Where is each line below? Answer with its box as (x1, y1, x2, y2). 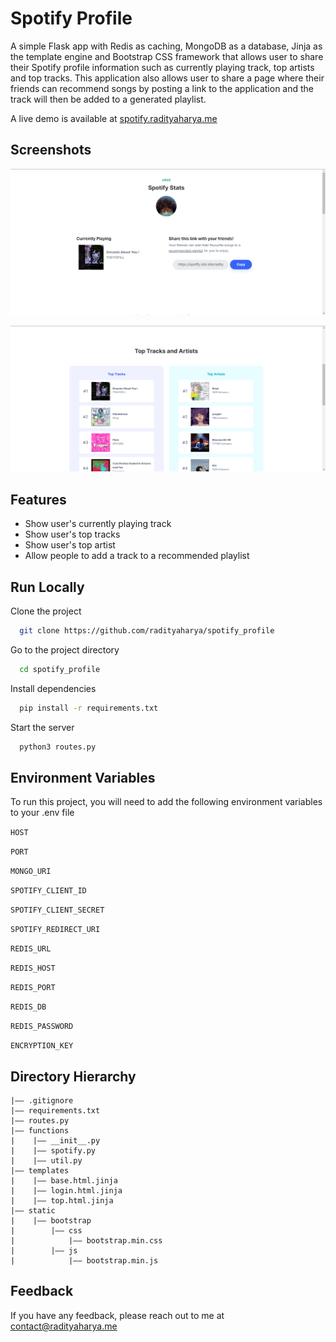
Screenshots (10, 142, 92, 159)
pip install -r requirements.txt (19, 703, 159, 713)
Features (10, 491, 67, 508)
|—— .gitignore (10, 1096, 74, 1106)
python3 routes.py (19, 742, 97, 752)
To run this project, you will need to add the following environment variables (10, 796, 323, 808)
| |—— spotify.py (10, 1146, 97, 1156)
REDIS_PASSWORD (10, 1022, 74, 1032)
